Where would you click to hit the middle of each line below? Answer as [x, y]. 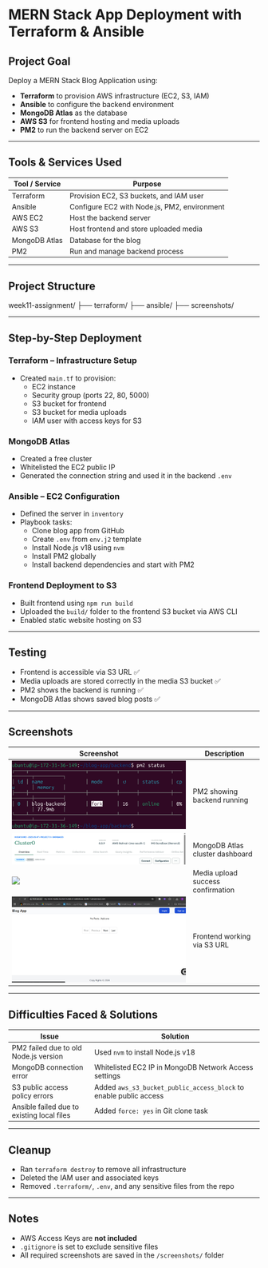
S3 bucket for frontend [69, 403]
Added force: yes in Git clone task [152, 1111]
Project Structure [52, 286]
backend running [221, 799]
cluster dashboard [223, 854]
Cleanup [30, 1150]
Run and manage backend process [126, 251]
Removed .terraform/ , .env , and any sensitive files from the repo [127, 1186]
